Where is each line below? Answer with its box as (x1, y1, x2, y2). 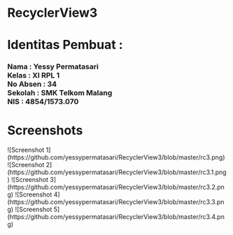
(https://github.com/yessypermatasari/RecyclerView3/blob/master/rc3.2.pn (7, 183, 225, 192)
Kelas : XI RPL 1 (7, 71, 60, 80)
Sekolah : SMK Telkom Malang (7, 88, 113, 98)
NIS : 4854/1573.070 (7, 97, 79, 106)
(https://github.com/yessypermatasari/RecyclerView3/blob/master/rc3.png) (7, 153, 225, 162)
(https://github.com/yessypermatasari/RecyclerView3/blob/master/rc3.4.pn (7, 213, 225, 221)
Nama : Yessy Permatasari (7, 62, 99, 71)
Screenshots (7, 122, 83, 138)
